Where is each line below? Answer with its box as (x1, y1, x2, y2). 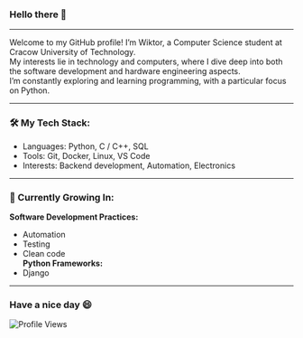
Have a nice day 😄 (9, 298, 93, 311)
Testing (22, 239, 51, 249)
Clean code (22, 248, 66, 258)
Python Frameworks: (22, 258, 104, 268)
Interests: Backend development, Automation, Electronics (22, 160, 236, 171)
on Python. (9, 85, 50, 96)
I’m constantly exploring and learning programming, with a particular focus (9, 76, 287, 87)
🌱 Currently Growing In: (9, 191, 115, 203)
